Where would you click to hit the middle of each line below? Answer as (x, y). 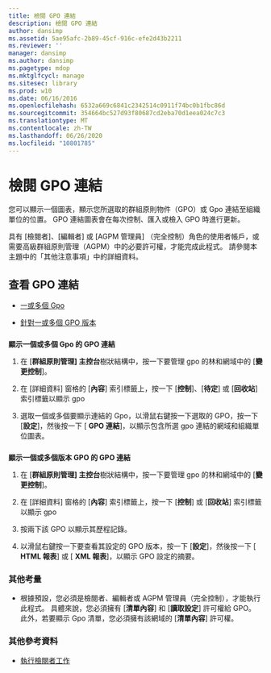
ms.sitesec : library (43, 83)
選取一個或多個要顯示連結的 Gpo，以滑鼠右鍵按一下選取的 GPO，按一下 (139, 416)
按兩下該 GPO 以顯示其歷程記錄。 (75, 530)
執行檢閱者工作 (45, 660)
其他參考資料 (33, 642)
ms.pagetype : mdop (39, 69)
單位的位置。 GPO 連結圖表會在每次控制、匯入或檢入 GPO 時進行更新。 (126, 219)
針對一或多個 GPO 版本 (58, 322)
